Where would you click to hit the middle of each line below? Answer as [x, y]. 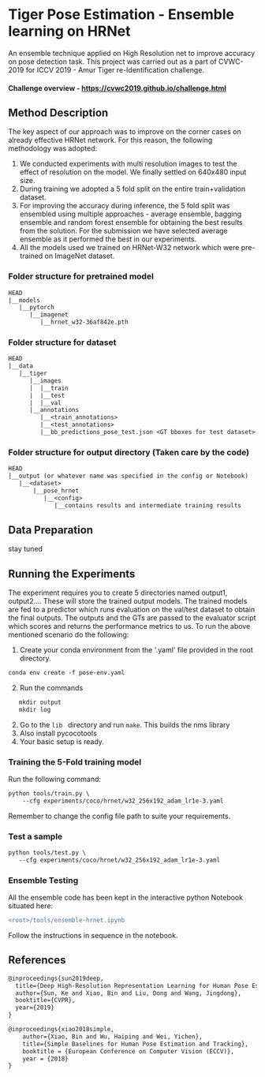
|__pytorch [37, 308]
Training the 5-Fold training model [75, 761]
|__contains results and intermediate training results [148, 505]
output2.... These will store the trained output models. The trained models [128, 601]
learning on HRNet [69, 31]
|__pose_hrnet [56, 491]
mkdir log [35, 709]
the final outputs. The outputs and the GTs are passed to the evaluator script [132, 618]
